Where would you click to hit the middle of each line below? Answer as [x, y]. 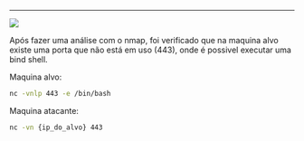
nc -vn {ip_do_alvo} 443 [56, 127]
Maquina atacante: [44, 110]
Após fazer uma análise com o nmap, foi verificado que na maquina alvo [144, 40]
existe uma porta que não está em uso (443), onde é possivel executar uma [151, 50]
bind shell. [28, 59]
